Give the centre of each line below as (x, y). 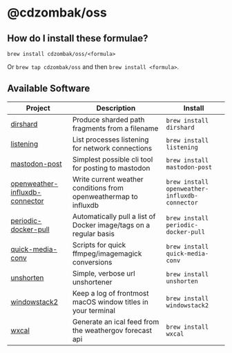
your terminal (94, 310)
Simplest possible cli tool (113, 159)
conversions (92, 262)
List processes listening (110, 140)
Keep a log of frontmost (110, 293)
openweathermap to (105, 196)
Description (116, 108)
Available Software (49, 89)
